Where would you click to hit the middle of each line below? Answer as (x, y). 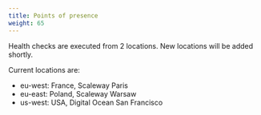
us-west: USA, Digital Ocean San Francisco (91, 102)
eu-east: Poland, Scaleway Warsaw (78, 93)
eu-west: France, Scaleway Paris (74, 85)
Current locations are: (44, 69)
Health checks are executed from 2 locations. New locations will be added (131, 46)
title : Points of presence (53, 16)
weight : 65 (26, 23)
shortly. (21, 54)
